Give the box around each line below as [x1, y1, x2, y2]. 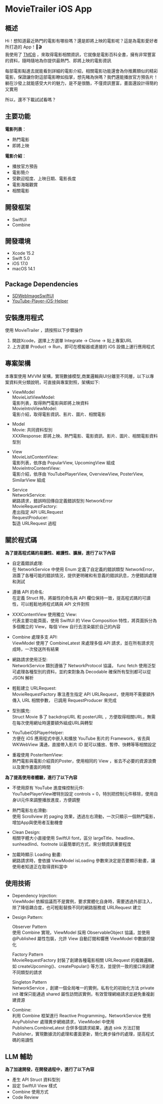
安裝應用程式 [5, 313, 44, 322]
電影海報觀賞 [12, 181, 38, 187]
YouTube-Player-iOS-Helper [12, 298, 69, 304]
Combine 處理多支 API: [12, 634, 58, 639]
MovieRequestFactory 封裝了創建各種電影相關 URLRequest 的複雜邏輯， [12, 957, 157, 963]
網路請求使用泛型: [12, 657, 48, 662]
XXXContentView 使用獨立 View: [12, 611, 77, 617]
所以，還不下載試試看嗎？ [5, 97, 56, 102]
